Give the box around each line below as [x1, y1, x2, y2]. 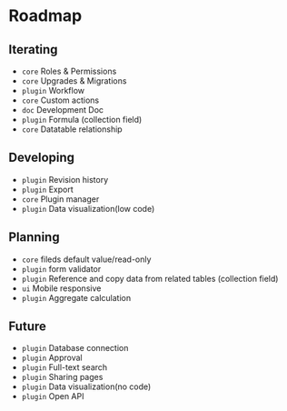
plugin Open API [21, 391, 84, 402]
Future [8, 319, 47, 335]
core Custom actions [21, 95, 100, 105]
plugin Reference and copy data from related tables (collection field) [21, 273, 279, 284]
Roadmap [8, 5, 83, 26]
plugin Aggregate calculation [21, 292, 132, 303]
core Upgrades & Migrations [21, 75, 127, 86]
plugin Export [21, 184, 74, 195]
